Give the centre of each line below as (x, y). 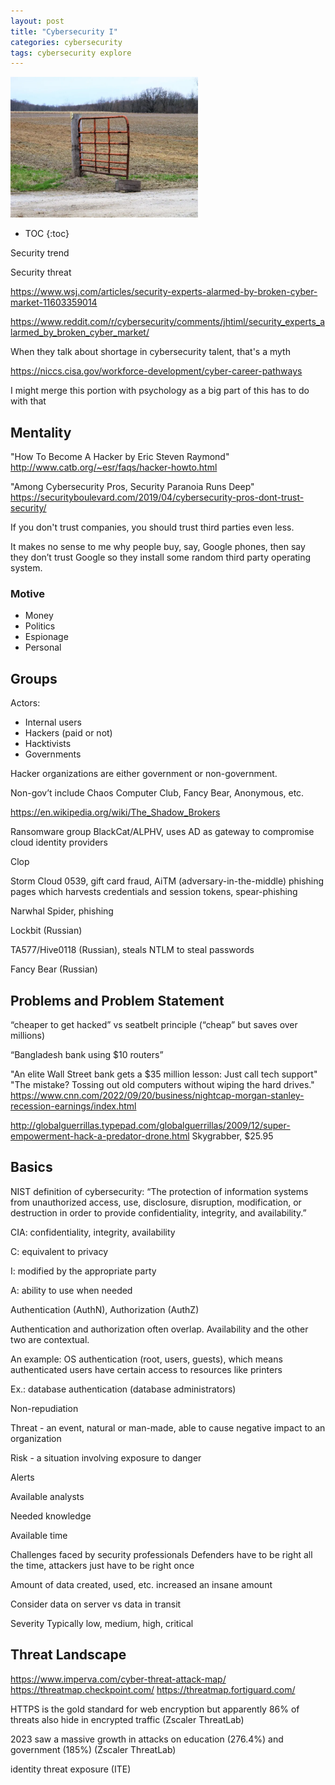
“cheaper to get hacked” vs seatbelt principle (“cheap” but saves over (154, 1024)
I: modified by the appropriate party (83, 1271)
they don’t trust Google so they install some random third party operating (161, 557)
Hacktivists (48, 744)
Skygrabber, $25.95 (232, 1136)
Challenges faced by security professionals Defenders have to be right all (161, 1554)
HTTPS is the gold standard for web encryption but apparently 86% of (155, 1709)
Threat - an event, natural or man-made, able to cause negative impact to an (168, 1427)
